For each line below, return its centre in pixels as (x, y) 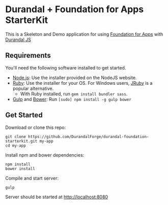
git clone (16, 136)
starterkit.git (21, 141)
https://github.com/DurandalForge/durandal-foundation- (88, 136)
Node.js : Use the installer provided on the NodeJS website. (75, 78)
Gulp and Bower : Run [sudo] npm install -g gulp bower (72, 99)
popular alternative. (33, 88)
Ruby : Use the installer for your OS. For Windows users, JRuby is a (82, 83)
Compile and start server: (32, 178)
